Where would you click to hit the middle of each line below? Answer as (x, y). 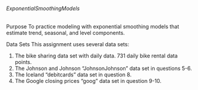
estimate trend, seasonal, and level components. (65, 33)
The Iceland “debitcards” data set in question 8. (73, 75)
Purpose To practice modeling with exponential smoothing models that (93, 27)
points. (23, 62)
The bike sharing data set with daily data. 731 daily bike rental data (96, 56)
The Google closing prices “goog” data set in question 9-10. (88, 81)
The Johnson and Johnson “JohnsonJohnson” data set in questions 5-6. (103, 69)
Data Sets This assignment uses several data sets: (68, 44)
